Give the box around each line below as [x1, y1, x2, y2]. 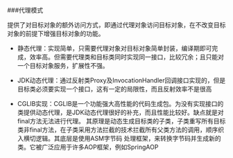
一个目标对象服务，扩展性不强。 [17, 62, 109, 69]
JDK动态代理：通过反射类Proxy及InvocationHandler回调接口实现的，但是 [17, 76, 226, 85]
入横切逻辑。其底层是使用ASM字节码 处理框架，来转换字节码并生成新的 [17, 134, 222, 142]
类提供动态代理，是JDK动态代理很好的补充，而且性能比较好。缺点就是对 [17, 108, 224, 116]
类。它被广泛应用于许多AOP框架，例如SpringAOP [17, 143, 159, 151]
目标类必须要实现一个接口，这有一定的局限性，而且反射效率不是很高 [17, 85, 212, 93]
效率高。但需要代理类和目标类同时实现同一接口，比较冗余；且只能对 [29, 53, 224, 61]
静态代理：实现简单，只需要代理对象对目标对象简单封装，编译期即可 [17, 44, 212, 52]
